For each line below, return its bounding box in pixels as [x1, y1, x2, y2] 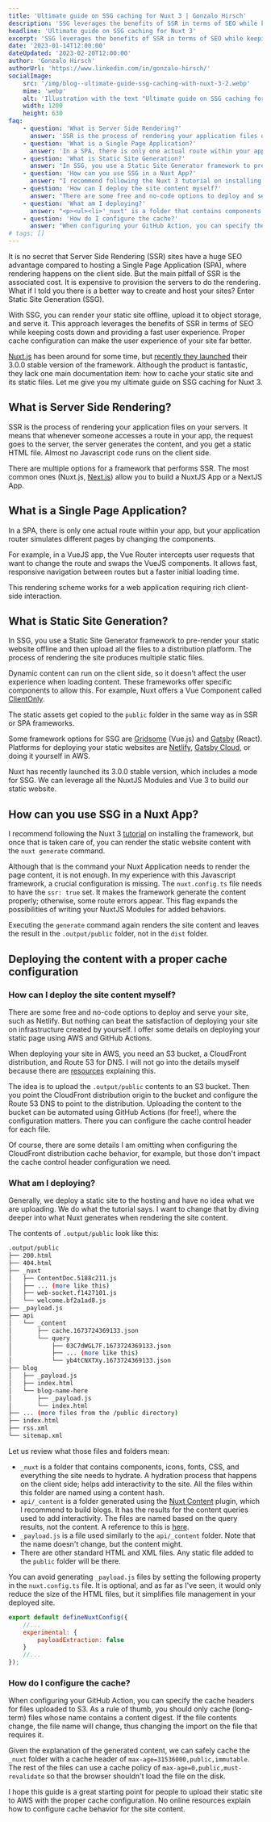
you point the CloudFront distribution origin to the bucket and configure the [8, 1090, 258, 1099]
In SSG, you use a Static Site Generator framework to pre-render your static [8, 635, 260, 646]
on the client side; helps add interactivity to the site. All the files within [19, 1479, 252, 1489]
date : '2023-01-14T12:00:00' [8, 42, 106, 50]
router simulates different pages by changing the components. [8, 534, 216, 543]
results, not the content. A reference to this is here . [19, 1522, 190, 1531]
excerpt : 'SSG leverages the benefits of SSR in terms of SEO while [8, 34, 244, 43]
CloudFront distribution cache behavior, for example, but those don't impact [8, 1148, 261, 1158]
